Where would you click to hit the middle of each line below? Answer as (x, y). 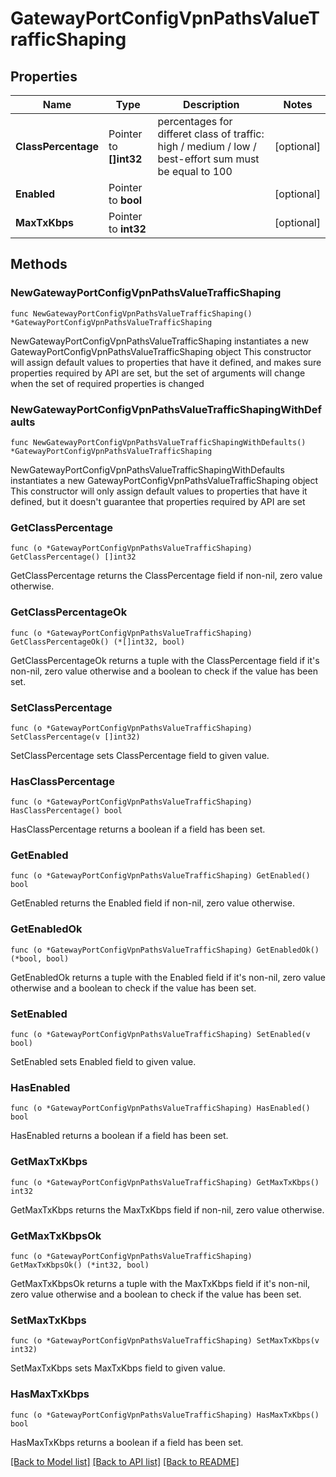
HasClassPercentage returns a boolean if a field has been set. (138, 829)
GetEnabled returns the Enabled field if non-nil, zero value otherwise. (152, 903)
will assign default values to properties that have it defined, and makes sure (166, 362)
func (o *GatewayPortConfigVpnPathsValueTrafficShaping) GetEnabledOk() (165, 950)
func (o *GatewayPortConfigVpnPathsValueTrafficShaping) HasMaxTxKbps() (165, 1415)
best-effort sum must (208, 159)
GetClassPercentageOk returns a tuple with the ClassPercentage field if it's (165, 660)
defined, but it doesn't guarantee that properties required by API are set (158, 501)
